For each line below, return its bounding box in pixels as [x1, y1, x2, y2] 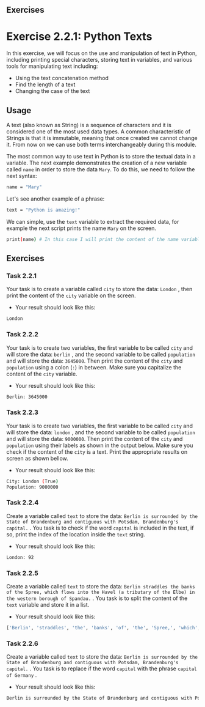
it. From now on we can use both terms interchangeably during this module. [6, 141, 196, 149]
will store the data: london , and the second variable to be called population [6, 428, 195, 436]
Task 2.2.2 [6, 330, 38, 339]
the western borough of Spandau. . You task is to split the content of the [6, 594, 188, 602]
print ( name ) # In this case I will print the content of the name [6, 236, 179, 242]
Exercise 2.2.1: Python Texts [6, 29, 153, 43]
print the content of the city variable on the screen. [6, 292, 136, 299]
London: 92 [6, 554, 34, 560]
